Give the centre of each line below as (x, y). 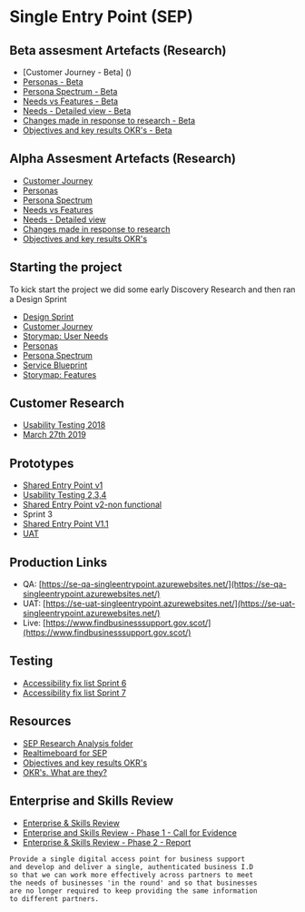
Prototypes (42, 463)
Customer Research (67, 404)
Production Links (59, 562)
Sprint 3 (37, 514)
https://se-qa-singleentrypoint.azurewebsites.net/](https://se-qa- (164, 584)
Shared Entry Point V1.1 (65, 524)
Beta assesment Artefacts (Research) (118, 51)
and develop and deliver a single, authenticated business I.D (132, 866)
